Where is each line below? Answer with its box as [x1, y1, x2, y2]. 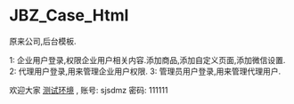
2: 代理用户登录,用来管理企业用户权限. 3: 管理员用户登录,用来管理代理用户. [9, 66, 282, 76]
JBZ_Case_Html [9, 5, 129, 26]
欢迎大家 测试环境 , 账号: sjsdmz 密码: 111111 [9, 84, 168, 95]
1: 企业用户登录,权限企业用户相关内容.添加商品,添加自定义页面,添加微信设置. [9, 54, 286, 65]
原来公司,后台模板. [9, 36, 78, 46]
